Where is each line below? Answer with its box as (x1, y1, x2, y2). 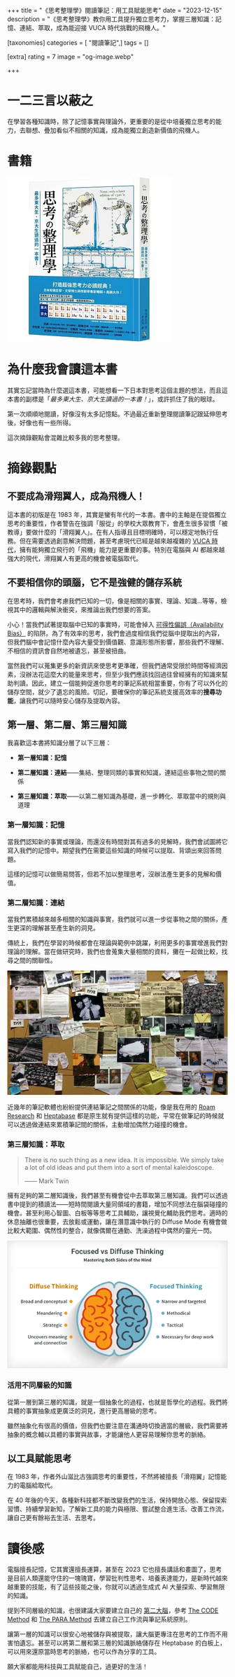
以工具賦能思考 (7, 1453, 72, 1465)
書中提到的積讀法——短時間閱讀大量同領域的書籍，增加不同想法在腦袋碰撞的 (7, 1200, 228, 1208)
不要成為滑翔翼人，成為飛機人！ (7, 490, 145, 502)
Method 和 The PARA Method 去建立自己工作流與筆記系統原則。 (7, 1615, 192, 1624)
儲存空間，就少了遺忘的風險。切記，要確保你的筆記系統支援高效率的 (7, 687, 204, 696)
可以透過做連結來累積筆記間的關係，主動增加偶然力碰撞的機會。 (7, 1120, 191, 1129)
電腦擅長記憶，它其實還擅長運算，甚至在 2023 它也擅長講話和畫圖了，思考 (7, 1565, 222, 1574)
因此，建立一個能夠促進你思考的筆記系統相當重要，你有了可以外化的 (31, 679, 228, 687)
